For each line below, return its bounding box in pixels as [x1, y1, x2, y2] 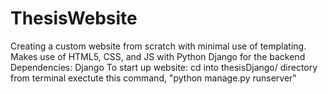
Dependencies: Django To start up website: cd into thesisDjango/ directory [10, 61, 318, 73]
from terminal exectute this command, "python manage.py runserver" [10, 72, 297, 84]
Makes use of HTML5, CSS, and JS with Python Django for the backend [10, 50, 306, 62]
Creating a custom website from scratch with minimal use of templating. [10, 40, 307, 52]
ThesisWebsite [10, 7, 138, 30]
